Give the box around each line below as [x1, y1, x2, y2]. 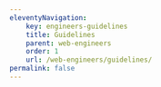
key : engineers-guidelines [25, 22, 128, 31]
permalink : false [9, 64, 75, 73]
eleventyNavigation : [9, 13, 88, 23]
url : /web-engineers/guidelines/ [25, 55, 153, 64]
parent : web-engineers [25, 38, 112, 48]
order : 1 [25, 47, 59, 56]
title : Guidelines [25, 30, 96, 39]
